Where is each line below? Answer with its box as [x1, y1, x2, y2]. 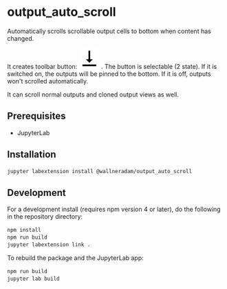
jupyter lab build [7, 275, 60, 282]
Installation [7, 149, 56, 161]
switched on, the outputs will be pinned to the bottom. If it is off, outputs [7, 70, 211, 78]
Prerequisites [7, 110, 66, 122]
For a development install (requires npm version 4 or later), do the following [7, 205, 221, 214]
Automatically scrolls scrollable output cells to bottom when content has [7, 27, 211, 35]
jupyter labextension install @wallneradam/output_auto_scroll [7, 168, 193, 175]
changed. [7, 34, 34, 42]
